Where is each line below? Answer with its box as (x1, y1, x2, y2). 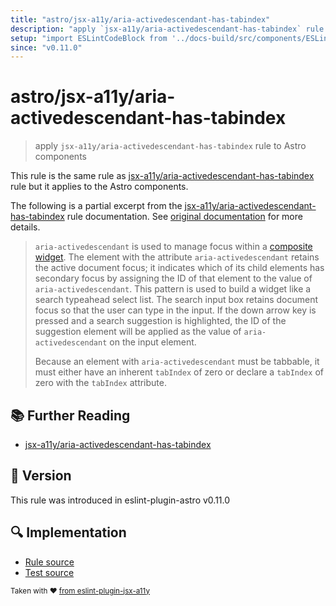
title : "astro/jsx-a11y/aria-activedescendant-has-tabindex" (10, 14, 271, 25)
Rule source (24, 556, 75, 568)
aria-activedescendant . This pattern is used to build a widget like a (34, 283, 312, 295)
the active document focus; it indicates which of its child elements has (34, 262, 325, 274)
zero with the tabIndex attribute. (34, 377, 167, 389)
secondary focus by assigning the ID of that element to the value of (34, 272, 313, 285)
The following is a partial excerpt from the (10, 200, 183, 212)
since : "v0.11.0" (10, 42, 83, 53)
